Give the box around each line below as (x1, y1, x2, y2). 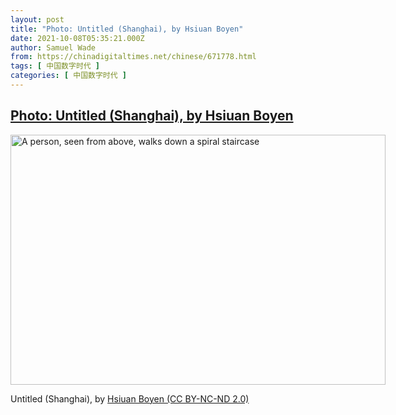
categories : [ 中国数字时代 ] (10, 71, 127, 81)
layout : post (10, 14, 65, 25)
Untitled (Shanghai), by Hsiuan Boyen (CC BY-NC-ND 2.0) (10, 392, 250, 405)
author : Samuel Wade (10, 42, 97, 53)
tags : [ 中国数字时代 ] (10, 61, 100, 71)
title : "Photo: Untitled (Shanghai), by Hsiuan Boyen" (10, 24, 244, 34)
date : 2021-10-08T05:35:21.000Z (10, 33, 145, 43)
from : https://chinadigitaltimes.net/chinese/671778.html (10, 52, 257, 62)
